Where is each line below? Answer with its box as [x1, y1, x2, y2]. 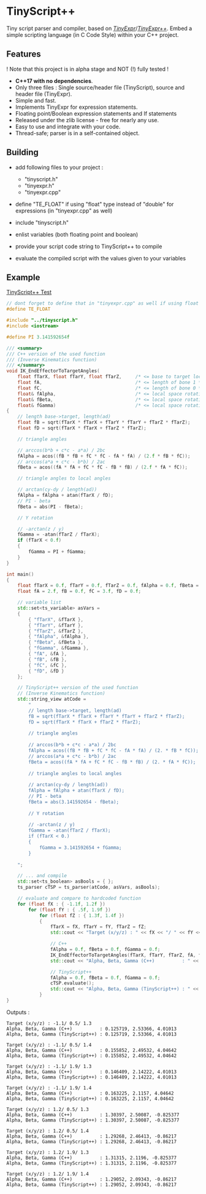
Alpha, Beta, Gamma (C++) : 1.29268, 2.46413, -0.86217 [6, 1133, 177, 1139]
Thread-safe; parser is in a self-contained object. [15, 129, 140, 136]
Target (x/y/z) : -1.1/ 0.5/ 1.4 [6, 1042, 92, 1048]
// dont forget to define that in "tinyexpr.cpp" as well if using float [6, 300, 199, 306]
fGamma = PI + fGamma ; [28, 548, 86, 555]
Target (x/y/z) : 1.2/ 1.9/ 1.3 [6, 1149, 89, 1155]
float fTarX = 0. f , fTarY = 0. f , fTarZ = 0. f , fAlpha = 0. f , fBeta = [17, 582, 199, 589]
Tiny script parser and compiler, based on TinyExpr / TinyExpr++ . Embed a [6, 25, 193, 32]
